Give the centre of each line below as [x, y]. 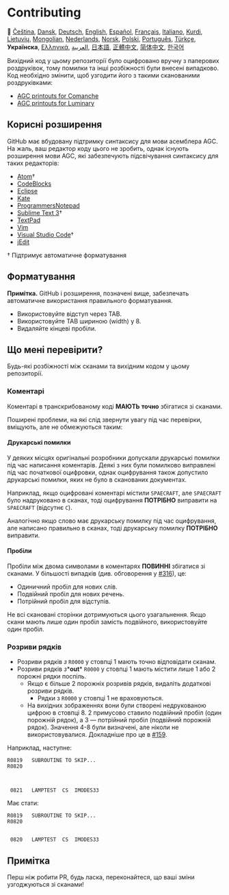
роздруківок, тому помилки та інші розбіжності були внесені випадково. [113, 68]
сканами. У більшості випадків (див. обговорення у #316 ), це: [97, 574]
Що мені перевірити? [55, 350]
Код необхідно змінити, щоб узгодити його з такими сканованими [104, 75]
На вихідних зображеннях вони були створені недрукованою [117, 706]
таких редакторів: [33, 163]
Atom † [26, 176]
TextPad [29, 220]
